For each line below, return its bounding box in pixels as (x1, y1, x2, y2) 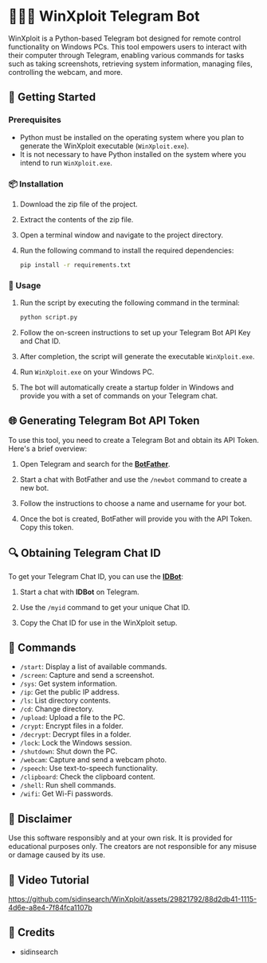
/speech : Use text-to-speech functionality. (19, 764, 158, 773)
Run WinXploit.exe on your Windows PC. (19, 366, 155, 377)
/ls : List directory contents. (19, 696, 112, 706)
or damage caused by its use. (8, 850, 106, 859)
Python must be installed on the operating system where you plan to (19, 132, 245, 142)
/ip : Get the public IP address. (19, 687, 120, 697)
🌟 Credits (8, 926, 56, 939)
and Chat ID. (19, 336, 61, 346)
